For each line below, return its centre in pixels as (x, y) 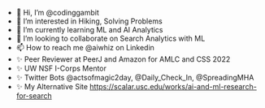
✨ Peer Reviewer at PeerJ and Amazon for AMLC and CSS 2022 (123, 59)
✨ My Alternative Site (52, 86)
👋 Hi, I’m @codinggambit (57, 13)
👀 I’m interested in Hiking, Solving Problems (89, 21)
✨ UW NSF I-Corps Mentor (61, 68)
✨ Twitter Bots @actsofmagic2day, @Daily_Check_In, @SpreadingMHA (135, 78)
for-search (34, 96)
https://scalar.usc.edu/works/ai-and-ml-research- (173, 86)
